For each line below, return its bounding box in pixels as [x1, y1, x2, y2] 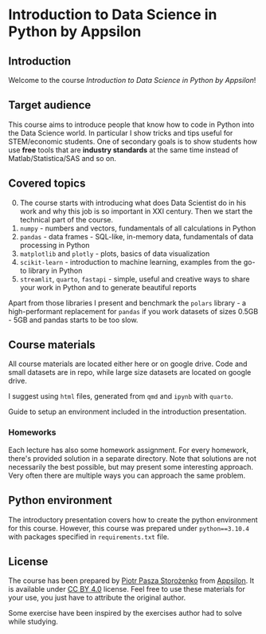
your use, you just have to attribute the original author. [8, 593, 186, 603]
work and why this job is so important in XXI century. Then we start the [19, 206, 253, 216]
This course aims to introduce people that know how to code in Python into [8, 120, 255, 129]
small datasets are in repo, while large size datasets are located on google [8, 368, 252, 377]
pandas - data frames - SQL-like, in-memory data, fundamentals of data [19, 231, 253, 241]
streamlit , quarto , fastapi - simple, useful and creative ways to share [19, 274, 250, 284]
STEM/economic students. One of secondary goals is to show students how [8, 136, 257, 146]
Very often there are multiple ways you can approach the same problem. [8, 471, 246, 480]
